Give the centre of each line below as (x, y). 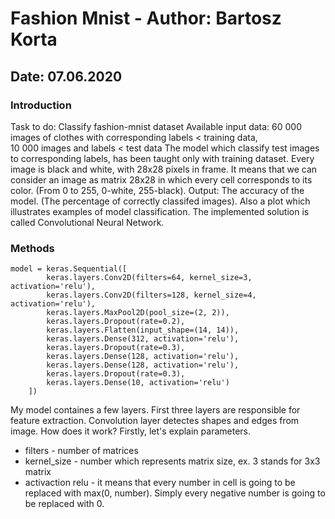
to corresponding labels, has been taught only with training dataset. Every (162, 158)
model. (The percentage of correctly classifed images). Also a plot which (160, 201)
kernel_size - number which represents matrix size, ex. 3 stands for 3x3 (172, 461)
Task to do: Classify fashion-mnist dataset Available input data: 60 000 (156, 126)
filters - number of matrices (81, 451)
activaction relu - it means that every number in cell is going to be (160, 483)
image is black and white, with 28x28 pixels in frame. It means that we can (164, 169)
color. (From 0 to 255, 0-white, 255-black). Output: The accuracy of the (157, 190)
